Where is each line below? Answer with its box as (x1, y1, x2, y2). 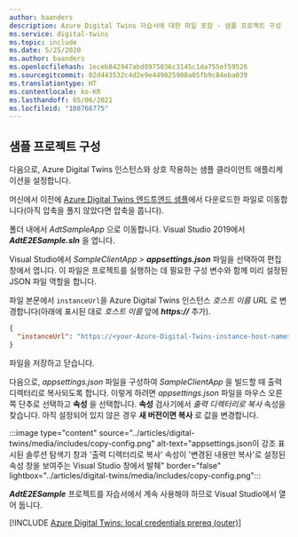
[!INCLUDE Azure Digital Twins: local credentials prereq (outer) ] (9, 517, 242, 528)
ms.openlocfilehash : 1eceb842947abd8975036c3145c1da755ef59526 (9, 63, 248, 72)
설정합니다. (32, 175, 72, 186)
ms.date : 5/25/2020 (9, 46, 82, 55)
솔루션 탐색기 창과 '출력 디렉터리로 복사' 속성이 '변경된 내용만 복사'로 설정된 (25, 449, 286, 460)
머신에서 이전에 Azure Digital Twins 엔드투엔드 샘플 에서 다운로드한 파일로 (9, 194, 264, 205)
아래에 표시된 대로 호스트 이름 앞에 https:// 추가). (40, 306, 211, 317)
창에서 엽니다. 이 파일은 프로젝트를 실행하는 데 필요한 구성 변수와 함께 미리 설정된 (9, 265, 288, 276)
